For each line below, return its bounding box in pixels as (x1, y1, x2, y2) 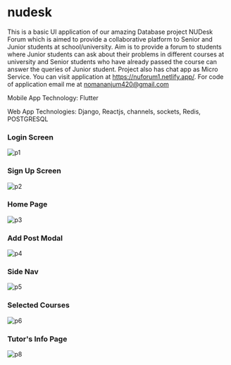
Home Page (7, 199, 48, 209)
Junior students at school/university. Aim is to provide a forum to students (7, 42, 222, 51)
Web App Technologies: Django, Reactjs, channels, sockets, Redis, (7, 107, 201, 116)
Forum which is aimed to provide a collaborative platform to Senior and (7, 35, 213, 43)
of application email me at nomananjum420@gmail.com (7, 80, 169, 88)
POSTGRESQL (7, 114, 49, 123)
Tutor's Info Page (7, 334, 68, 344)
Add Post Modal (7, 233, 63, 243)
